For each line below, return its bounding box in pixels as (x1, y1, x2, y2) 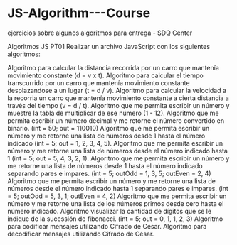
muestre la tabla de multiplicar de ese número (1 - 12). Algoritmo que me (7, 109, 219, 117)
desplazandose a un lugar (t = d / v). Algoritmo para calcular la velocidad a (7, 86, 226, 94)
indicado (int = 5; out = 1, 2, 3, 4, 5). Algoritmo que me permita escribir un (7, 138, 223, 147)
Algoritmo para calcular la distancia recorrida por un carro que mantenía (7, 63, 219, 72)
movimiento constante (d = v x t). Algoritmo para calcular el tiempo (7, 71, 204, 80)
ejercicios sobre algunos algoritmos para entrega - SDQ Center (7, 28, 193, 37)
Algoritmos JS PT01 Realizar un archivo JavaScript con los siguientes (7, 42, 211, 50)
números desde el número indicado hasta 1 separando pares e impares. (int (7, 184, 229, 192)
